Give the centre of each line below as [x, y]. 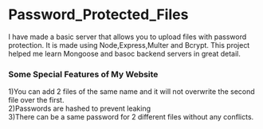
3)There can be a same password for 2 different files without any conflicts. [131, 117]
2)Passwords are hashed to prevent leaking [80, 108]
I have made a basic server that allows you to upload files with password [128, 37]
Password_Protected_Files [98, 15]
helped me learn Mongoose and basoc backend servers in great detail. [125, 53]
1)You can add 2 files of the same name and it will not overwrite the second [131, 92]
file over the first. [36, 100]
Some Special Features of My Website [83, 74]
